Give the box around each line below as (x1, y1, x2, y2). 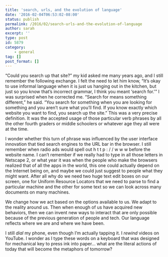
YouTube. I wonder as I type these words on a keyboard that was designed (5, 235, 159, 241)
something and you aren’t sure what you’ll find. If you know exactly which (5, 105, 157, 111)
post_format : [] (5, 59, 39, 64)
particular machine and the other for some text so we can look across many (5, 184, 161, 190)
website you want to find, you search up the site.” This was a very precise (5, 110, 158, 116)
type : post (5, 36, 28, 41)
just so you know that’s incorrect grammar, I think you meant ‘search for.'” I (5, 89, 159, 95)
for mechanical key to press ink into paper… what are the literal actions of (5, 241, 157, 247)
